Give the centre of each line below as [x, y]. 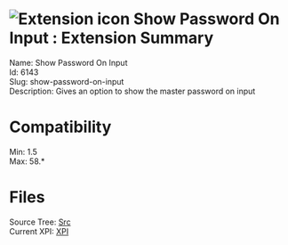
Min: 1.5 [24, 151]
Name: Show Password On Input [68, 62]
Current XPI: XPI [39, 231]
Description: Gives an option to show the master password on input [132, 91]
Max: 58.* [27, 161]
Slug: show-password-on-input [67, 81]
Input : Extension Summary [112, 38]
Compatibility [60, 127]
